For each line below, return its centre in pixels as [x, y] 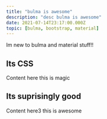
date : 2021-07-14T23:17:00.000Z [46, 22]
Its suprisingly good [44, 96]
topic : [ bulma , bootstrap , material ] [53, 28]
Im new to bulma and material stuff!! [50, 45]
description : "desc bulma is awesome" [54, 17]
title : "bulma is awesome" [39, 12]
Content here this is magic [38, 78]
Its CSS [20, 64]
